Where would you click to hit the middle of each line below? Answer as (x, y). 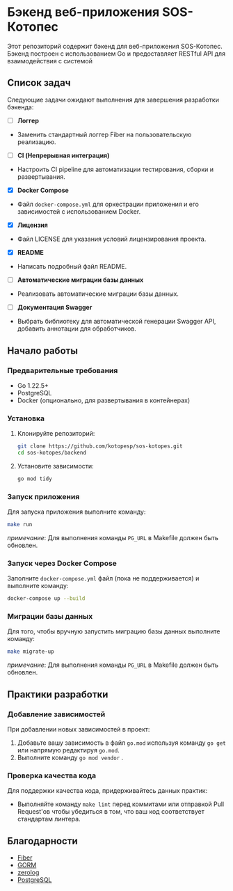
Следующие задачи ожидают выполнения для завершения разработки (113, 100)
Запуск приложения (43, 496)
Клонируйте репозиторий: (56, 434)
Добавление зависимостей (56, 714)
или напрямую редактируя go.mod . (68, 750)
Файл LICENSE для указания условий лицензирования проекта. (112, 239)
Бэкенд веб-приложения (83, 12)
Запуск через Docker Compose (62, 563)
